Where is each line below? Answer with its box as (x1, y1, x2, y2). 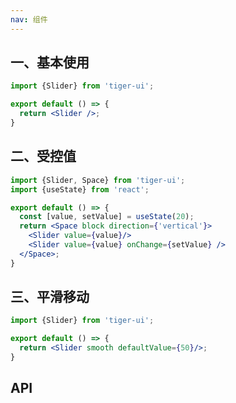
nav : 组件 (10, 14, 48, 25)
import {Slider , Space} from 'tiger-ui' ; (10, 175, 186, 185)
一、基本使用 (10, 54, 90, 71)
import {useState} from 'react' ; (10, 184, 150, 195)
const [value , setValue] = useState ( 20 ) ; (19, 212, 195, 222)
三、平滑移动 (10, 289, 90, 306)
